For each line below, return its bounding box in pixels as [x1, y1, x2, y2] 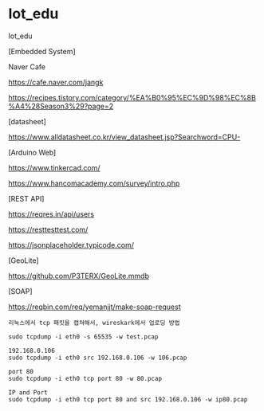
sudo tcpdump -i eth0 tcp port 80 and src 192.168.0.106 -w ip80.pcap [8, 395, 248, 403]
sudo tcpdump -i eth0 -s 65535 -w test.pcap [8, 332, 159, 341]
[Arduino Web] [8, 147, 57, 157]
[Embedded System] [8, 46, 76, 56]
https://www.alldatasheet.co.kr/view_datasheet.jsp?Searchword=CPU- [8, 132, 241, 142]
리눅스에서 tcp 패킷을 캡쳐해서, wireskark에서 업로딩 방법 [8, 319, 180, 327]
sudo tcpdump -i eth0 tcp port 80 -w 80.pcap [8, 374, 162, 382]
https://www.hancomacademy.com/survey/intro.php [8, 178, 180, 188]
